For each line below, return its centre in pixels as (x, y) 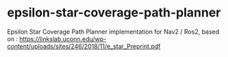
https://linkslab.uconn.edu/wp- (63, 38)
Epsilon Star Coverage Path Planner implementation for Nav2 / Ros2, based (113, 32)
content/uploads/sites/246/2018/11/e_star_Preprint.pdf (84, 46)
